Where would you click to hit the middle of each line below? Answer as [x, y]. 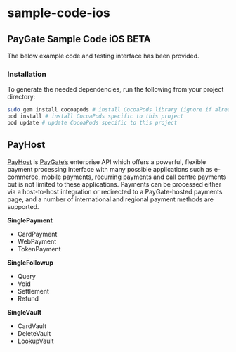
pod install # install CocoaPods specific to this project [96, 117]
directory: [21, 97]
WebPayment [37, 241]
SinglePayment [30, 220]
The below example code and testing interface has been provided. [103, 56]
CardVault [32, 326]
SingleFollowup [31, 263]
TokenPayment [39, 249]
